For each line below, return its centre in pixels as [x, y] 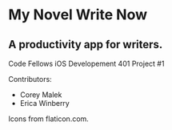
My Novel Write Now [78, 15]
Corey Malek [41, 95]
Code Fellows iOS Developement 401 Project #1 [86, 63]
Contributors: [30, 79]
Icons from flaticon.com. [49, 119]
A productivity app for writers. [86, 45]
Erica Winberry [44, 103]
